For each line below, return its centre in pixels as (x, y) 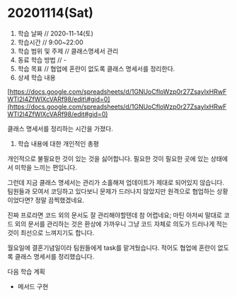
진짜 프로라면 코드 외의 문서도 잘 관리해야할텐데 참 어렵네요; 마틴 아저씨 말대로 (115, 215)
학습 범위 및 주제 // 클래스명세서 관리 (68, 51)
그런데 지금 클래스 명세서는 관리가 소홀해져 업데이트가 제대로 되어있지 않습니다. (116, 182)
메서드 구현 (33, 286)
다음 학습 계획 (27, 271)
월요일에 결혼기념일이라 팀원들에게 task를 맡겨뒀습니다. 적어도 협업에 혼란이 (112, 248)
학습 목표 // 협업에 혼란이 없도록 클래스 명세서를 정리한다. (96, 68)
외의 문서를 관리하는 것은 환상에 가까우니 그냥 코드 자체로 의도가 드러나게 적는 (121, 224)
